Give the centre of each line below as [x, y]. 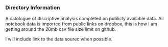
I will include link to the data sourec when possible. [59, 39]
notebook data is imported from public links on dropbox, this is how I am [81, 24]
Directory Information [33, 8]
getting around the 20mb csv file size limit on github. [61, 29]
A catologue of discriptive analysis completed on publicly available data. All [85, 19]
